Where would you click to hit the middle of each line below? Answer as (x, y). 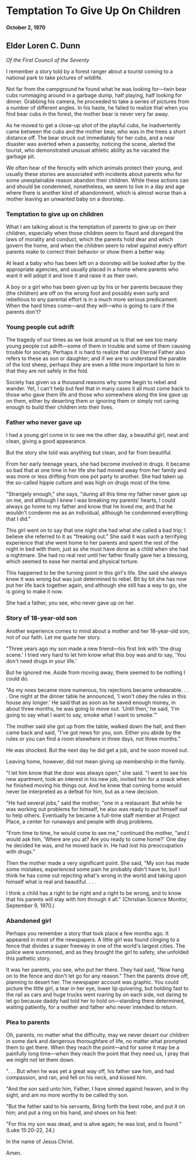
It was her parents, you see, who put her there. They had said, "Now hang (95, 970)
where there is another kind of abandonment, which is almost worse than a (96, 192)
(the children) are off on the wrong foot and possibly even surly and (88, 293)
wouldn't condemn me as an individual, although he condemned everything (97, 513)
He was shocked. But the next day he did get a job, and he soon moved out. (97, 750)
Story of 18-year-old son (42, 618)
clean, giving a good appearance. (47, 442)
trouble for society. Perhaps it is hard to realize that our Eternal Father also (96, 352)
